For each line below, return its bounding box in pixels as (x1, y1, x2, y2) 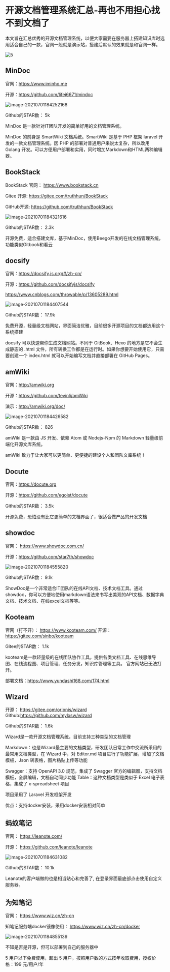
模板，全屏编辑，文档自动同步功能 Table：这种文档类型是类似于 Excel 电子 (5, 774, 160, 781)
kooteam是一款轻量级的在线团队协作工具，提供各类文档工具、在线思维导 (5, 654, 157, 660)
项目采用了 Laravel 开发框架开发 (5, 791, 72, 798)
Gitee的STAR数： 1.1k (5, 643, 49, 649)
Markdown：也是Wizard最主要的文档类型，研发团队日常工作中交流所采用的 (5, 745, 162, 751)
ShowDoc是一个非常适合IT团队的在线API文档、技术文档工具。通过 (5, 585, 143, 591)
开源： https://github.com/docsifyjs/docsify (5, 281, 95, 287)
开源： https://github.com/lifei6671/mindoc (5, 91, 93, 97)
